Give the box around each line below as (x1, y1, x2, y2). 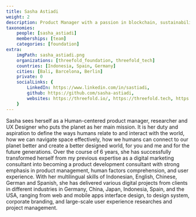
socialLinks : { (16, 80, 54, 85)
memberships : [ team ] (16, 36, 66, 42)
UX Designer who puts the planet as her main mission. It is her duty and (6, 123, 178, 130)
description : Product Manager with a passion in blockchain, (6, 19, 158, 25)
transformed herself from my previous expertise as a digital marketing (6, 154, 174, 161)
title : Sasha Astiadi (6, 8, 59, 15)
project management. (6, 204, 58, 211)
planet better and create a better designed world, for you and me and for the (6, 142, 190, 149)
